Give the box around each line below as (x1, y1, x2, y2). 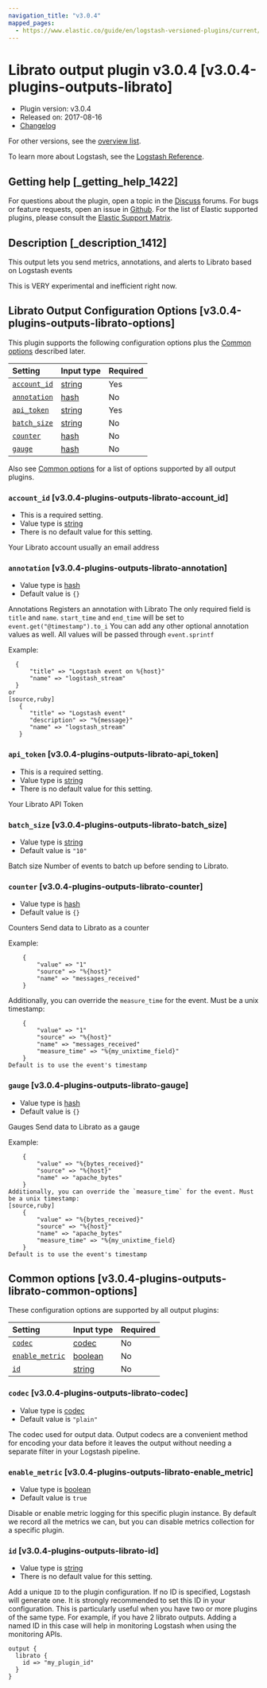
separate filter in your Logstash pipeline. (8, 1447, 141, 1456)
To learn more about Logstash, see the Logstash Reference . (8, 152, 204, 162)
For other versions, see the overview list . (8, 136, 141, 146)
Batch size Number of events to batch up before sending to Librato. (8, 861, 229, 871)
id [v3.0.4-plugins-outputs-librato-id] (8, 1545, 159, 1556)
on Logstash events (8, 265, 73, 275)
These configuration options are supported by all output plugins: (8, 1306, 219, 1315)
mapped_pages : (8, 19, 56, 27)
